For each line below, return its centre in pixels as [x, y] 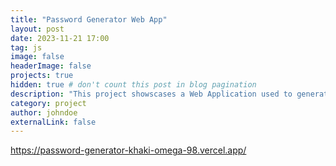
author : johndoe [44, 112]
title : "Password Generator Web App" [89, 19]
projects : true [42, 76]
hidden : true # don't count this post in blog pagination [133, 85]
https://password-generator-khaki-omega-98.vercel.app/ [128, 150]
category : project [48, 103]
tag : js [26, 47]
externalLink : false [53, 122]
